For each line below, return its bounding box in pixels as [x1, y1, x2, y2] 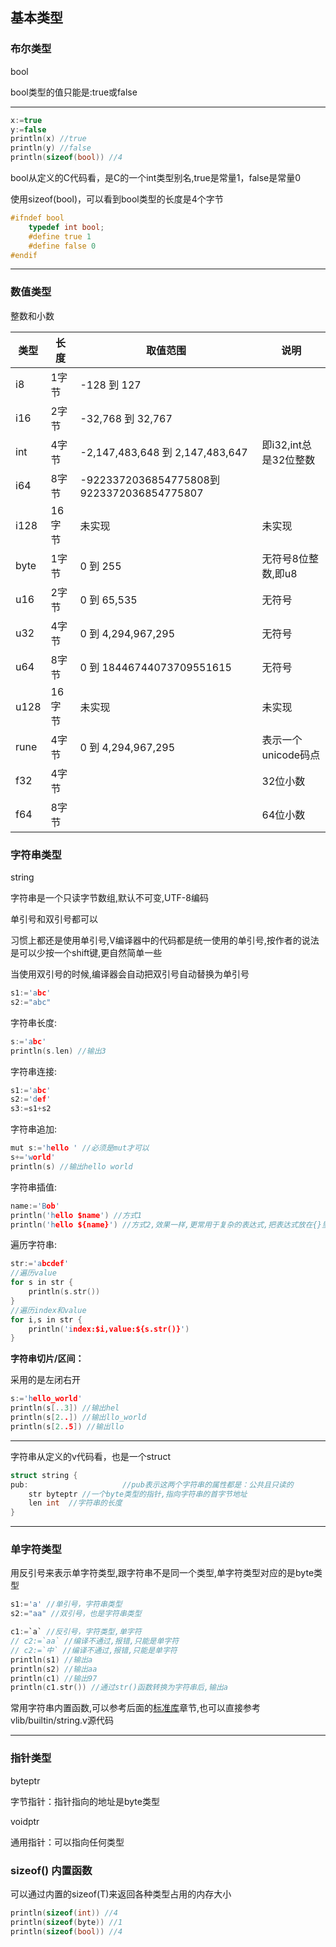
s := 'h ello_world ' [10, 1394, 83, 1404]
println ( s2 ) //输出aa [10, 1664, 98, 1674]
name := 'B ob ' [10, 1201, 60, 1211]
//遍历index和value [10, 1305, 87, 1315]
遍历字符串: [10, 1239, 58, 1251]
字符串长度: [10, 1016, 58, 1028]
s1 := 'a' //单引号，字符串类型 [10, 1599, 123, 1610]
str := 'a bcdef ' [10, 1259, 70, 1269]
